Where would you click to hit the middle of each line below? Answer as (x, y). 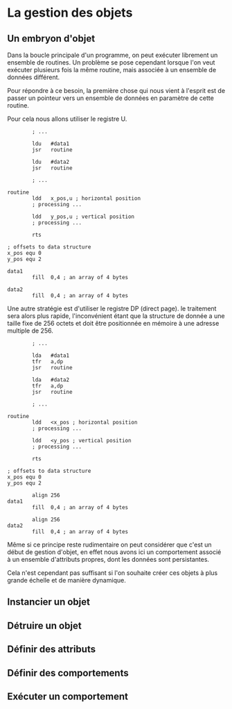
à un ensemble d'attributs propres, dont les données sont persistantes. (108, 559)
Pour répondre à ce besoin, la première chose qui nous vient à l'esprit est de (116, 91)
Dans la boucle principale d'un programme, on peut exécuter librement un (113, 55)
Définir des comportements (68, 673)
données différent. (34, 77)
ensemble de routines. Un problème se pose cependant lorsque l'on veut (111, 62)
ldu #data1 (51, 144)
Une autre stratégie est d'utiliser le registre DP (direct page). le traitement (112, 308)
